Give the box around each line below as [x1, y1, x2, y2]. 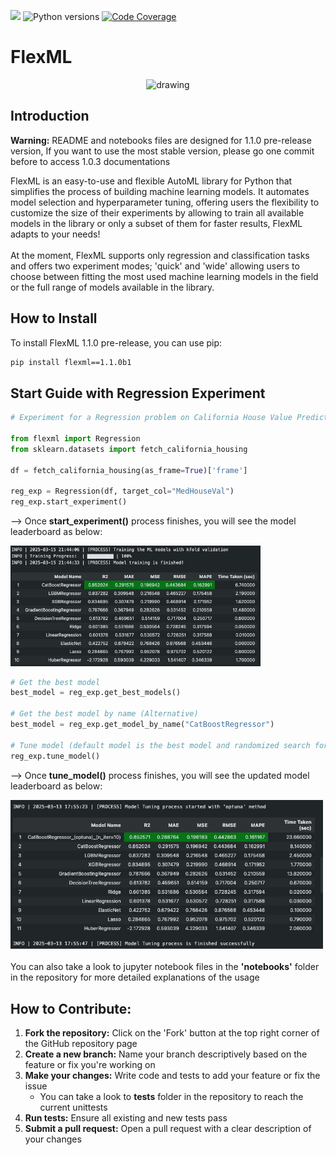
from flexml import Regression [10, 434, 141, 444]
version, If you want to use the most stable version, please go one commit [10, 145, 315, 157]
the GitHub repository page [24, 1038, 138, 1050]
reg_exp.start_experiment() [10, 497, 128, 507]
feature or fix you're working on [24, 1059, 156, 1071]
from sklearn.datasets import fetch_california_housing [10, 444, 248, 454]
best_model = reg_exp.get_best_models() [10, 688, 182, 698]
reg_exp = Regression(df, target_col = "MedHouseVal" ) [10, 486, 235, 497]
